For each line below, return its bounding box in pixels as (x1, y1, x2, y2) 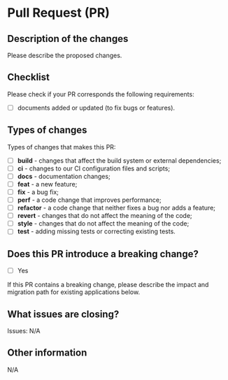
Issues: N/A (7, 327, 41, 335)
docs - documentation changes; (17, 172, 111, 180)
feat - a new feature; (17, 180, 78, 188)
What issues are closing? (7, 308, 120, 320)
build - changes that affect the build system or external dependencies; (17, 156, 222, 165)
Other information (7, 347, 87, 359)
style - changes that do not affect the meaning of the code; (17, 219, 190, 228)
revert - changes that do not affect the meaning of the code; (17, 212, 192, 220)
